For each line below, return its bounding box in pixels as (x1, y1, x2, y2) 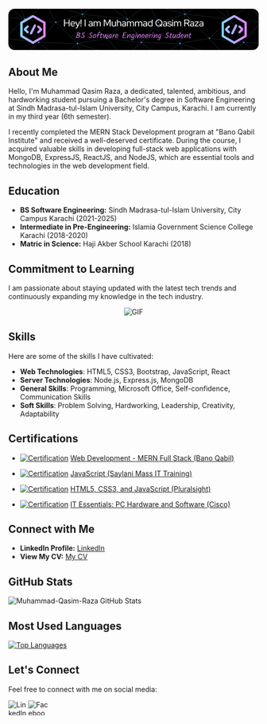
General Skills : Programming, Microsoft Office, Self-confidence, (19, 383, 230, 393)
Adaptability (19, 409, 60, 418)
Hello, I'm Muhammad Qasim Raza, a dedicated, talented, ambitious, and (8, 87, 246, 96)
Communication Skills (19, 391, 91, 402)
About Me (8, 65, 58, 79)
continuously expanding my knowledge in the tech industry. (8, 291, 204, 301)
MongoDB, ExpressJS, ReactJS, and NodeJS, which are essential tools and (8, 153, 254, 162)
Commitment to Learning (8, 262, 135, 275)
